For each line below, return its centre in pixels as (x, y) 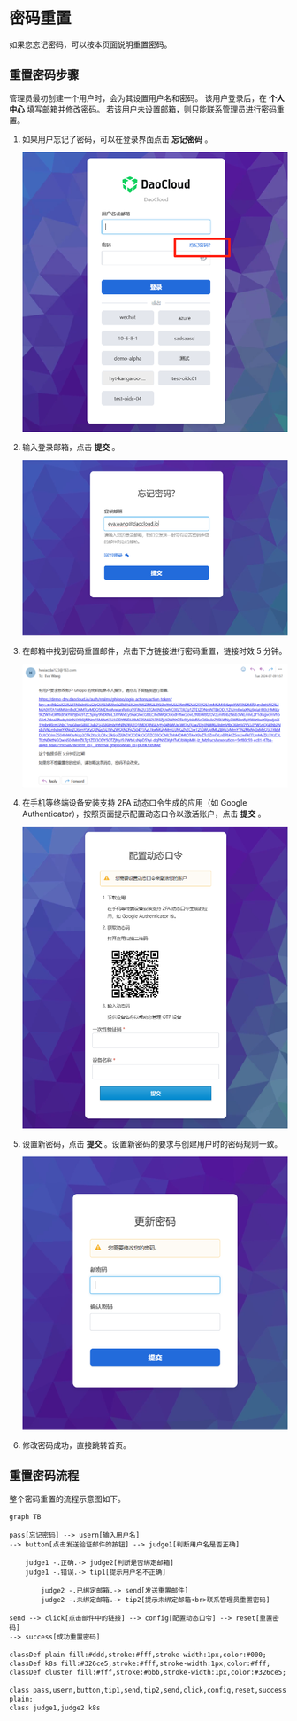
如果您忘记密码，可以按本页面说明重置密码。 (91, 44)
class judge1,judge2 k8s (55, 1708)
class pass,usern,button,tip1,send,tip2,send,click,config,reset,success (148, 1690)
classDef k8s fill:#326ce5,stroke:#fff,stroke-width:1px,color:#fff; (140, 1663)
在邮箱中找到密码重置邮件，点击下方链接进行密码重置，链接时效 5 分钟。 (154, 650)
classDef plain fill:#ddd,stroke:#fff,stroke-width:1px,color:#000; (138, 1655)
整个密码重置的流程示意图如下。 (67, 1499)
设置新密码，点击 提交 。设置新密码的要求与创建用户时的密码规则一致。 (152, 1144)
